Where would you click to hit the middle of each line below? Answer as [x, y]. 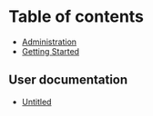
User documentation [68, 80]
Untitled [36, 101]
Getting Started [50, 51]
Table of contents [76, 17]
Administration [49, 42]
